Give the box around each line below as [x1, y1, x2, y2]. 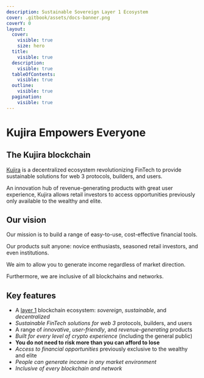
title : [12, 49, 29, 55]
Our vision [6, 215, 47, 225]
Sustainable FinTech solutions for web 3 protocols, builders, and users [15, 320, 192, 327]
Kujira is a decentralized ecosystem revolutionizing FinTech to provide [6, 166, 181, 173]
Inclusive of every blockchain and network [15, 365, 122, 372]
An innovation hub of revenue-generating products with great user [6, 184, 174, 192]
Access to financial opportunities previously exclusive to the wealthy [15, 345, 188, 353]
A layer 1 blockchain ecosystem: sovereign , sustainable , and [15, 307, 167, 314]
